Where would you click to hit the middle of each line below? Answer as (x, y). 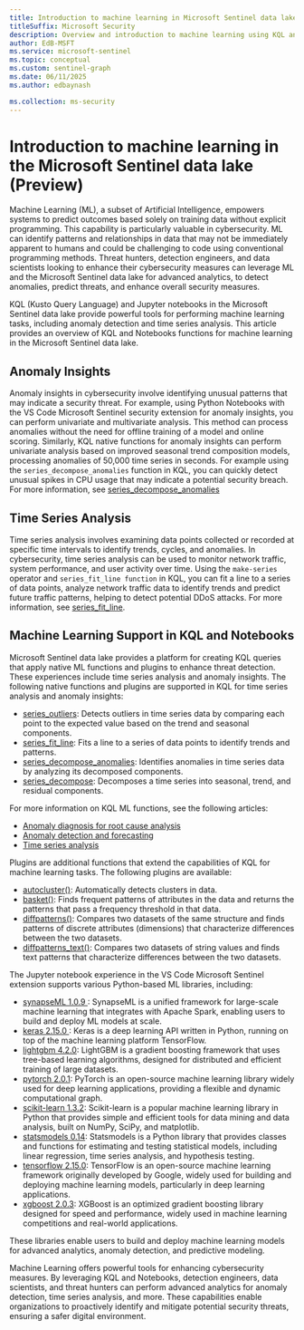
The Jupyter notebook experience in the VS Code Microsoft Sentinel (137, 974)
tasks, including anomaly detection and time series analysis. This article (143, 323)
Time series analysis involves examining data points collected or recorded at (152, 540)
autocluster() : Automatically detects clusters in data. (120, 890)
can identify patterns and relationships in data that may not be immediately (149, 239)
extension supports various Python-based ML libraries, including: (131, 984)
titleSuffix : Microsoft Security (72, 26)
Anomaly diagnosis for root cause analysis (101, 825)
